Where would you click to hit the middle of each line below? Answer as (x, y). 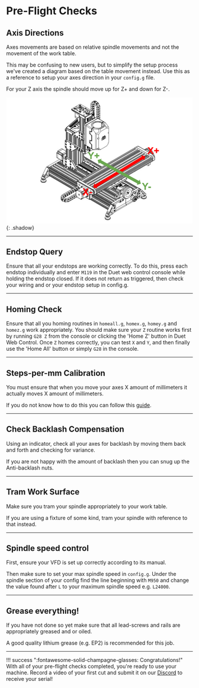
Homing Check (34, 309)
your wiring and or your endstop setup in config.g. (68, 285)
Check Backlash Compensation (65, 429)
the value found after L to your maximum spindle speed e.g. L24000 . (88, 586)
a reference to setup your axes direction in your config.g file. (81, 77)
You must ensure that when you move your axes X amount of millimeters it (97, 387)
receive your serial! (30, 679)
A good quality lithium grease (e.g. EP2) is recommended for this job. (90, 643)
